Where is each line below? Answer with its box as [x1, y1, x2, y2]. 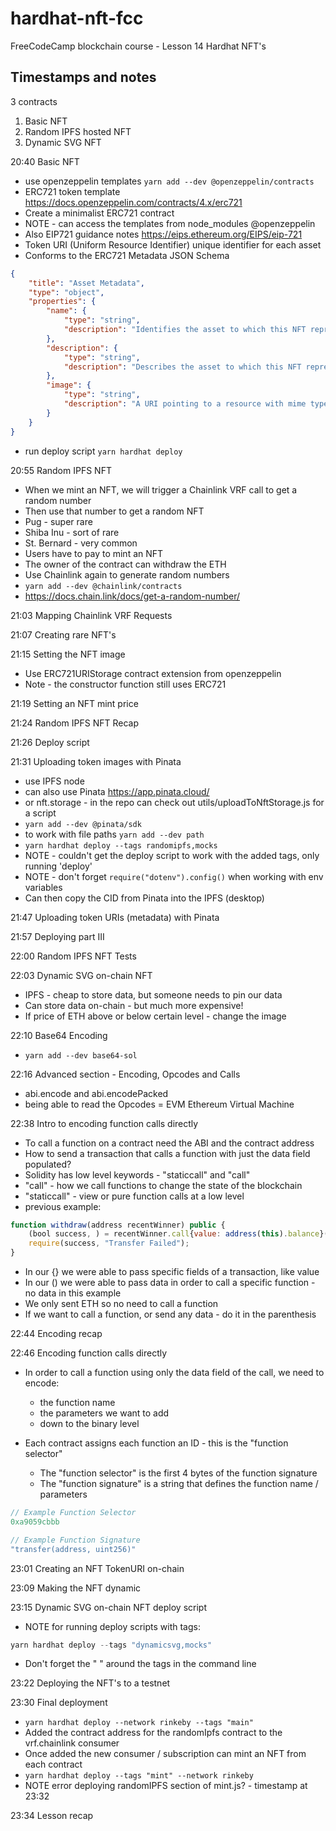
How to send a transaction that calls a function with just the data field [24, 1147, 311, 1159]
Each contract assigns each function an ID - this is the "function [24, 1437, 289, 1449]
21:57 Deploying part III [10, 930, 105, 942]
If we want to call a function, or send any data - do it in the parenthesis [24, 1308, 317, 1320]
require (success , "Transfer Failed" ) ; [28, 1238, 190, 1249]
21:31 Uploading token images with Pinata [10, 755, 182, 767]
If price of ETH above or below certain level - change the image [24, 1010, 287, 1022]
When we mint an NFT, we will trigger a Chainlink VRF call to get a [24, 483, 298, 496]
